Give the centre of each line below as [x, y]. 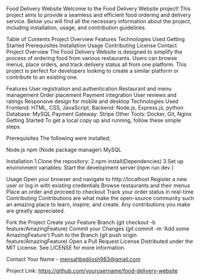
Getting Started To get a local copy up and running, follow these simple [93, 120]
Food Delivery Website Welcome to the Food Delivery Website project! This [99, 9]
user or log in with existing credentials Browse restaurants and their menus [98, 185]
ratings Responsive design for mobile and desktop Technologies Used [92, 101]
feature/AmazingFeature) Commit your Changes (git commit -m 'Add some [98, 228]
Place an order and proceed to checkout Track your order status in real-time [100, 192]
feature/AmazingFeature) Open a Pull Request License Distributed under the [100, 241]
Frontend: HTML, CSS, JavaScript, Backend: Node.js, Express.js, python [95, 108]
